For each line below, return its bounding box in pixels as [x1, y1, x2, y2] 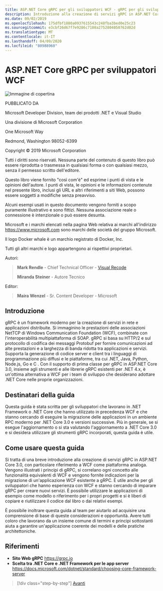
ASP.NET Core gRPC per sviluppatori [5, 64, 157, 76]
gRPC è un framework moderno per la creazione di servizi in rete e [5, 320, 138, 325]
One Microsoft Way [5, 129, 44, 134]
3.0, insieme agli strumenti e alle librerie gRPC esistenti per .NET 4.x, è [5, 366, 146, 372]
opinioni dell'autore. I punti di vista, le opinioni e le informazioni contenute [5, 182, 152, 188]
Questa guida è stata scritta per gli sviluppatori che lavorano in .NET [5, 404, 142, 410]
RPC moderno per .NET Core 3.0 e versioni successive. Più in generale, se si [5, 419, 158, 425]
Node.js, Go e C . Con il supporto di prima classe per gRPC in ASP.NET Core [5, 361, 158, 367]
